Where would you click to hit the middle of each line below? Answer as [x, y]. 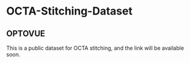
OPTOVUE [26, 34]
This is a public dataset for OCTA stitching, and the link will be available [95, 48]
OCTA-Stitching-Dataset [70, 11]
